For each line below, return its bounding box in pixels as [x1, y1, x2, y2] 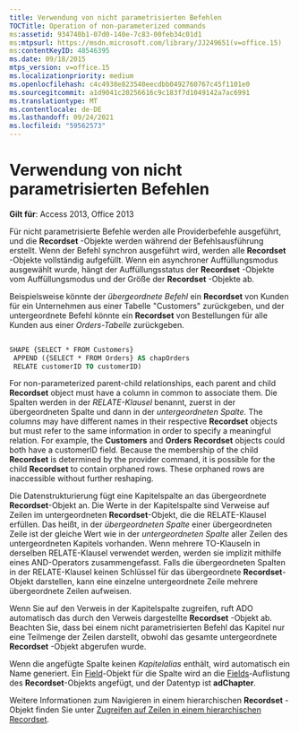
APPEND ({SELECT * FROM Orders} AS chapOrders [13, 353, 191, 363]
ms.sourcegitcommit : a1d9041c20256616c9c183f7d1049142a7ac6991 [9, 88, 251, 97]
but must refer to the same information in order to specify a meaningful [9, 426, 271, 436]
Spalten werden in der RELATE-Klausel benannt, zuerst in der [9, 397, 235, 408]
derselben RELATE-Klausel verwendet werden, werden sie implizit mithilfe [9, 548, 282, 558]
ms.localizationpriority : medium [9, 72, 134, 81]
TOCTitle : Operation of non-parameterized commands [9, 22, 206, 30]
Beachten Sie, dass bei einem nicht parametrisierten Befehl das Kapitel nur [9, 622, 286, 633]
